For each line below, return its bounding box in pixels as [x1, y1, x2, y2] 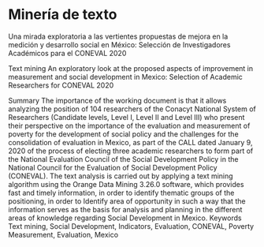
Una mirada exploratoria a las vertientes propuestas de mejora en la [8, 32, 229, 41]
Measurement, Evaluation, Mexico [8, 230, 119, 239]
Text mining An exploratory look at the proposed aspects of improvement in [8, 63, 254, 73]
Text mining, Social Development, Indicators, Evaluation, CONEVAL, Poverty [8, 221, 255, 230]
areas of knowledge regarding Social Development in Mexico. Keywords [8, 213, 242, 223]
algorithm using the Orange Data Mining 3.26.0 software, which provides [8, 179, 244, 189]
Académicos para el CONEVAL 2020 [8, 48, 127, 58]
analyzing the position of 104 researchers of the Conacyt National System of [8, 104, 256, 114]
